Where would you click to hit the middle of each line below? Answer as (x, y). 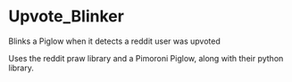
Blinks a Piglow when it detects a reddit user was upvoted (114, 41)
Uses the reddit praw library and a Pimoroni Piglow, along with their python (146, 58)
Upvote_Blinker (66, 16)
